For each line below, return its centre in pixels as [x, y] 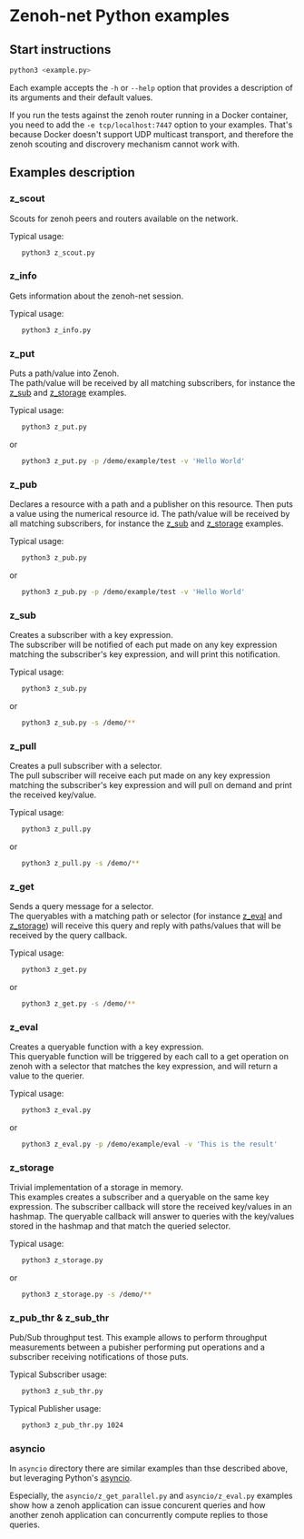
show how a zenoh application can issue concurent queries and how [137, 1505]
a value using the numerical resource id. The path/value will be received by [150, 513]
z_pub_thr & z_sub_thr [59, 1318]
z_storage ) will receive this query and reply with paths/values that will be [145, 926]
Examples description [73, 172]
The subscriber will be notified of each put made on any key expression [143, 644]
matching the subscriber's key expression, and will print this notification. [145, 654]
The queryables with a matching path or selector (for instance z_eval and [146, 916]
